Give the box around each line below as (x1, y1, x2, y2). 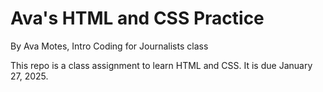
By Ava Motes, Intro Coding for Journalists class (10, 40, 209, 52)
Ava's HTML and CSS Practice (10, 7, 265, 30)
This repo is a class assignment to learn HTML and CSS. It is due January (10, 59, 313, 71)
